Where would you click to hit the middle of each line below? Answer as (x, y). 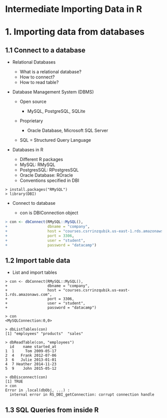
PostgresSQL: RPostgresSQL (49, 170)
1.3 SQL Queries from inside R (52, 410)
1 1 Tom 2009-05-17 (31, 351)
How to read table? (39, 83)
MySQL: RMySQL (38, 165)
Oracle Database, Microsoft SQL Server (68, 131)
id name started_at (33, 347)
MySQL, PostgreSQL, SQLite (56, 111)
